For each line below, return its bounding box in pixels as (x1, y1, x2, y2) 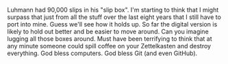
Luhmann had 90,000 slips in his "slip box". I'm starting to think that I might (7, 6, 219, 14)
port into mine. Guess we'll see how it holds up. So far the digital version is (7, 20, 218, 28)
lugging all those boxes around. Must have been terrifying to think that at (7, 35, 212, 43)
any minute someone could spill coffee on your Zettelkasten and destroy (7, 42, 211, 50)
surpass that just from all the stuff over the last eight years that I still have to (7, 13, 221, 21)
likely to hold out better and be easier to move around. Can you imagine (7, 27, 209, 35)
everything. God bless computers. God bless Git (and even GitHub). (7, 49, 198, 57)
